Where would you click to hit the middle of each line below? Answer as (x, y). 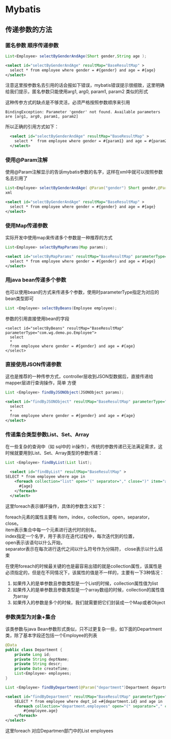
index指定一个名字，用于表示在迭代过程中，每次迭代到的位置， (71, 536)
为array (20, 596)
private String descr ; (38, 664)
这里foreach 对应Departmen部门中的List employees (59, 731)
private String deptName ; (42, 659)
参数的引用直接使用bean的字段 (37, 318)
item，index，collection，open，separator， (105, 517)
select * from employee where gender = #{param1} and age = (80, 141)
